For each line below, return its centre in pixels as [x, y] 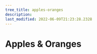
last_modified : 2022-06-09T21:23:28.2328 [49, 19]
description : [19, 14]
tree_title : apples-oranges [34, 10]
